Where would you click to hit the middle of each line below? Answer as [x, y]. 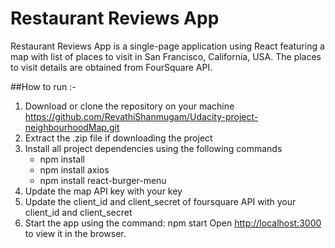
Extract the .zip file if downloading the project [118, 138]
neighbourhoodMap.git [72, 127]
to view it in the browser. [75, 233]
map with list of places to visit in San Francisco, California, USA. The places [166, 56]
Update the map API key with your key [103, 191]
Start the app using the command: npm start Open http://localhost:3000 [173, 223]
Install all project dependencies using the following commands [153, 148]
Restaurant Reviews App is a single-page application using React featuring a [167, 46]
